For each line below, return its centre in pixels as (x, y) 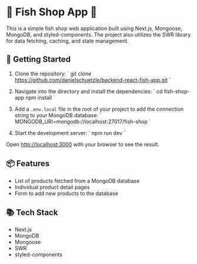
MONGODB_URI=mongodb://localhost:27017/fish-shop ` (83, 121)
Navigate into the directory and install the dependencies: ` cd (89, 91)
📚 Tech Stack (32, 212)
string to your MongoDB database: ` (58, 115)
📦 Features (28, 164)
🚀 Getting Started (39, 59)
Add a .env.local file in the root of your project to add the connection (99, 109)
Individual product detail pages (52, 187)
